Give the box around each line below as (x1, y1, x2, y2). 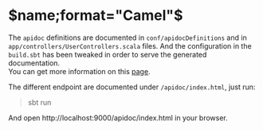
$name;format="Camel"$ (8, 6, 183, 25)
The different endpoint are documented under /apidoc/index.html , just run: (8, 82, 256, 92)
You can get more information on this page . (8, 66, 151, 76)
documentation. (8, 58, 61, 68)
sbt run (27, 97, 52, 107)
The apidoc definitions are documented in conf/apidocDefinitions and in (8, 33, 247, 42)
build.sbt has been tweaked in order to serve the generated (8, 49, 207, 59)
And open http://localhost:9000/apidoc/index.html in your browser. (8, 112, 229, 122)
